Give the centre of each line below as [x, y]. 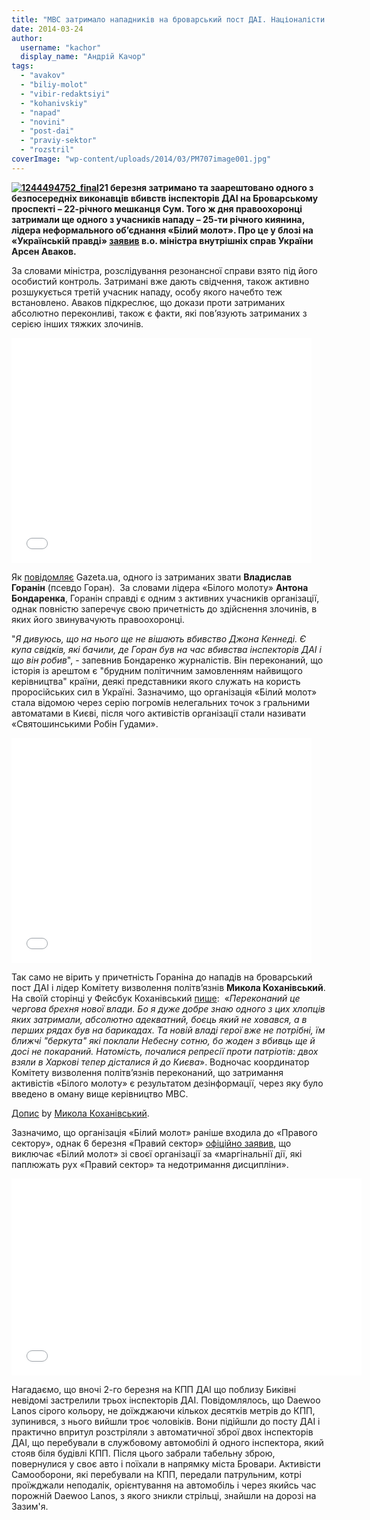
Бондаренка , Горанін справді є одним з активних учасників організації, [165, 598]
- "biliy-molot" [54, 85]
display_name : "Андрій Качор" [83, 57]
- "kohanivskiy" [54, 103]
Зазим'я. [30, 1506]
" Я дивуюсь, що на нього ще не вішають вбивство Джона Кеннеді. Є [159, 638]
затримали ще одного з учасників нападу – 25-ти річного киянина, [158, 219]
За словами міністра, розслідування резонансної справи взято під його [164, 270]
